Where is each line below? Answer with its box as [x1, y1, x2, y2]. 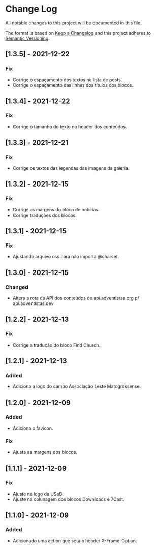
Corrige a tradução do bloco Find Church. [12, 342, 101, 348]
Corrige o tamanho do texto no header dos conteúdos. [12, 124, 127, 130]
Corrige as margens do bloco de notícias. [12, 206, 100, 212]
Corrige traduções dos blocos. [12, 212, 77, 218]
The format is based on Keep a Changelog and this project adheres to [5, 29, 151, 36]
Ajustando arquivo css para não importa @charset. [12, 254, 119, 260]
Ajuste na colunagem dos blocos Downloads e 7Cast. [12, 496, 124, 502]
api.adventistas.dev [12, 300, 54, 307]
